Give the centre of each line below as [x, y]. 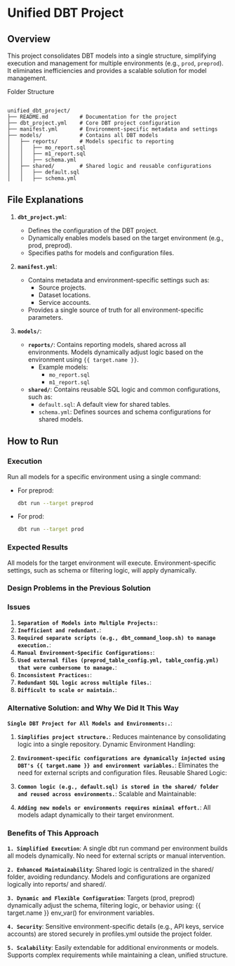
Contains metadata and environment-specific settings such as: [119, 280]
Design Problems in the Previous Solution [79, 588]
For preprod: [35, 490]
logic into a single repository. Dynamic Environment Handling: [106, 744]
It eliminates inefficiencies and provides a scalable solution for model [107, 71]
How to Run [33, 442]
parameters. [46, 317]
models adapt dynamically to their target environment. [95, 815]
